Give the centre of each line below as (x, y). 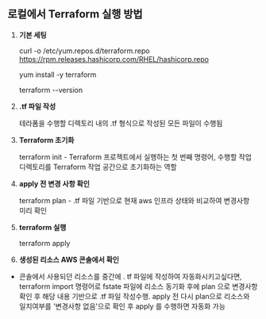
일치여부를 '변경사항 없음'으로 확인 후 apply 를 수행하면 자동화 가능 (122, 306)
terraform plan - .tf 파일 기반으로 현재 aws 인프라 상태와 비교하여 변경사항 (134, 200)
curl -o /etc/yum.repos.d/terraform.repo (84, 51)
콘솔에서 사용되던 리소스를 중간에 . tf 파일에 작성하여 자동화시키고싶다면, (131, 276)
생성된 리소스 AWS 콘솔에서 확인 (69, 259)
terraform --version (51, 90)
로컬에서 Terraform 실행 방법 (75, 14)
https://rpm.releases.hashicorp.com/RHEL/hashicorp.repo (114, 59)
